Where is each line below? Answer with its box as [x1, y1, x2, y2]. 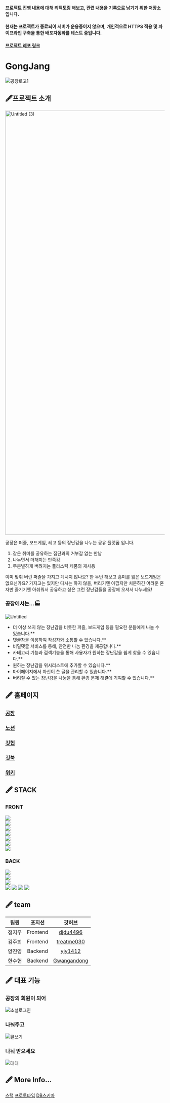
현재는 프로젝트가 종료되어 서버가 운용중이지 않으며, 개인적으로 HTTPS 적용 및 [5, 23, 158, 30]
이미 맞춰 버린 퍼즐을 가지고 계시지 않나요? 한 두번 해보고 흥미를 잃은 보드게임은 [5, 573, 161, 580]
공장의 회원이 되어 [5, 995, 47, 1002]
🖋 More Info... [5, 1076, 52, 1084]
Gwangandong [53, 957, 89, 964]
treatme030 [56, 938, 85, 945]
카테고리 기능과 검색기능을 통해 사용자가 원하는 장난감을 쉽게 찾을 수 [12, 649, 147, 655]
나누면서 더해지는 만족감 [12, 557, 61, 563]
